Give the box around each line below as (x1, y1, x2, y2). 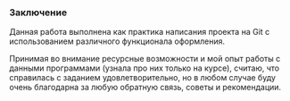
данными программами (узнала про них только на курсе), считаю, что (9, 63, 279, 73)
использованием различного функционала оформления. (9, 36, 226, 46)
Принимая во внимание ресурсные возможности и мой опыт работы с (9, 54, 281, 64)
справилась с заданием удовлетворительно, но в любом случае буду (9, 72, 277, 83)
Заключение (9, 6, 68, 19)
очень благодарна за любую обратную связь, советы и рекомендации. (9, 82, 282, 93)
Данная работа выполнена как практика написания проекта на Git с (9, 27, 270, 38)
